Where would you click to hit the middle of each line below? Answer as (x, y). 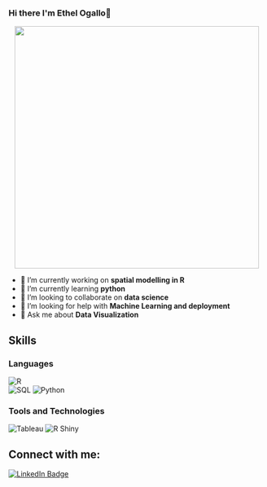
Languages (31, 363)
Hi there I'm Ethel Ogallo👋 (60, 13)
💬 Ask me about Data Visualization (79, 315)
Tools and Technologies (57, 410)
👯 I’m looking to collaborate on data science (94, 297)
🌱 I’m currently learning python (73, 289)
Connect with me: (55, 454)
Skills (22, 340)
